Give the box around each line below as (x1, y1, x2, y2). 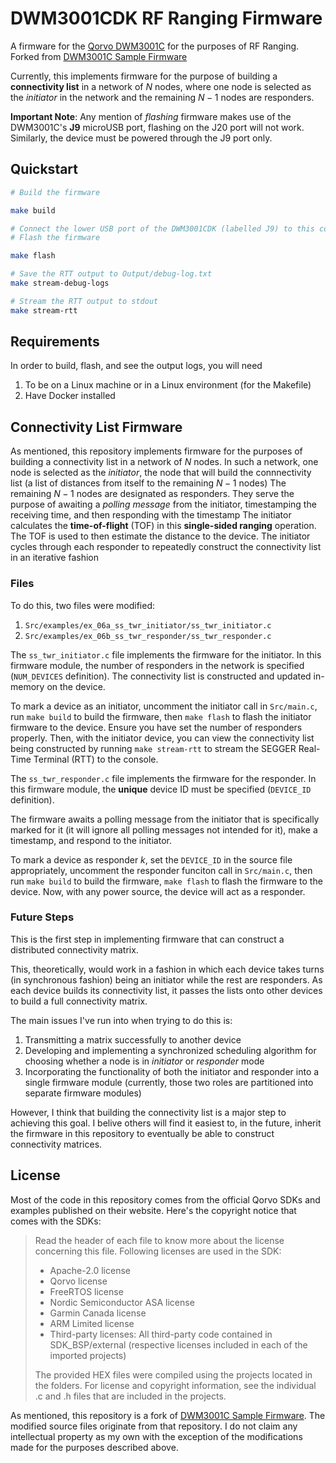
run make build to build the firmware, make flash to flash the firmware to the (10, 875, 323, 887)
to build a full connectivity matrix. (10, 995, 148, 1007)
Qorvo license (49, 1275, 108, 1287)
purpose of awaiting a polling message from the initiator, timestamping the (10, 498, 317, 511)
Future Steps (10, 910, 75, 924)
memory (10, 680, 45, 692)
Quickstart (10, 161, 79, 178)
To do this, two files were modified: (10, 599, 156, 611)
